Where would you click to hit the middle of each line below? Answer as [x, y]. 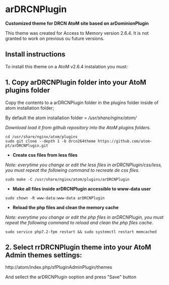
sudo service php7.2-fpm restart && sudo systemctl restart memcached [81, 232]
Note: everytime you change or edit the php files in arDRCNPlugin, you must [84, 217]
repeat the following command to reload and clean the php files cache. [79, 222]
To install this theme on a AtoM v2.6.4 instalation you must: [67, 66]
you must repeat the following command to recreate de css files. [72, 170]
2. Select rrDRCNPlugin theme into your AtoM [78, 247]
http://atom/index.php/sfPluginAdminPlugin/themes [59, 267]
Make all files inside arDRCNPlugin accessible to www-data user [82, 188]
